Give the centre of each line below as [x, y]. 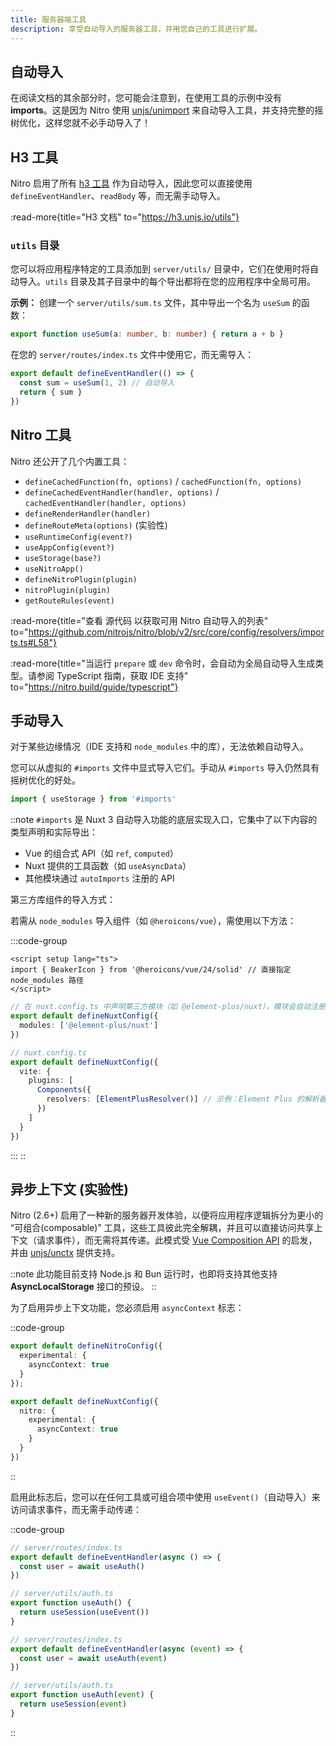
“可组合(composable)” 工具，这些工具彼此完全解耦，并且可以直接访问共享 [162, 1228]
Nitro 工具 [41, 435]
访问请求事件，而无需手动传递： [76, 1509]
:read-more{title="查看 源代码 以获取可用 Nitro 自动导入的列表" [139, 620]
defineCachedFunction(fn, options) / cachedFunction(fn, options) [163, 481]
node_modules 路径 [47, 981]
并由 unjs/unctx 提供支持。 [65, 1253]
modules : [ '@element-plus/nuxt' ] [89, 1026]
